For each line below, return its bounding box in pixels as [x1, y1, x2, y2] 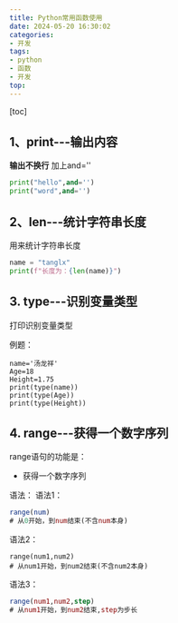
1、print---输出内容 [9, 134, 118, 150]
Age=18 [9, 367, 34, 376]
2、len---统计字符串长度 [9, 214, 146, 230]
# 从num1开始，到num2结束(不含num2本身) [9, 562, 149, 571]
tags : [9, 47, 30, 56]
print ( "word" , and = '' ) [9, 187, 91, 196]
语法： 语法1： [9, 489, 63, 500]
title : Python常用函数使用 [9, 13, 103, 23]
